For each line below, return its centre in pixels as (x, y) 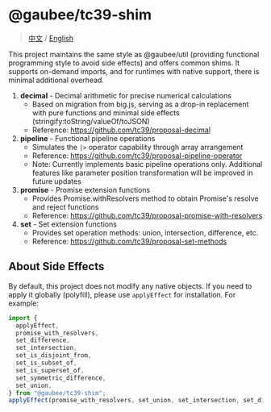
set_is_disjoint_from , (54, 356)
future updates (57, 181)
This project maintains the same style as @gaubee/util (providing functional (134, 54)
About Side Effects (56, 266)
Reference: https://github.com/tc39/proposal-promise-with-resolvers (147, 215)
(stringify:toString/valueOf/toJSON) (91, 121)
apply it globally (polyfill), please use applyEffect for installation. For (122, 294)
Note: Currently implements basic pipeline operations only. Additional (147, 164)
